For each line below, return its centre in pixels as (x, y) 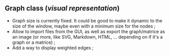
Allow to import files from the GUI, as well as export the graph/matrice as (89, 31)
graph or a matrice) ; (34, 42)
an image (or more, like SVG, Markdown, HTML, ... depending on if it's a (88, 37)
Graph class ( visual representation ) (62, 8)
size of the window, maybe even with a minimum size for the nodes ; (84, 26)
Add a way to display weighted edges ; (53, 47)
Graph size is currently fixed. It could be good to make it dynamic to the (87, 20)
